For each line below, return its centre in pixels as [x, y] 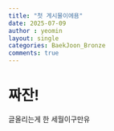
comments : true [34, 53]
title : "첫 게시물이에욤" [46, 16]
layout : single [34, 38]
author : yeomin [35, 31]
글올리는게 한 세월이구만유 [49, 119]
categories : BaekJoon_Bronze [57, 46]
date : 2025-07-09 [37, 23]
